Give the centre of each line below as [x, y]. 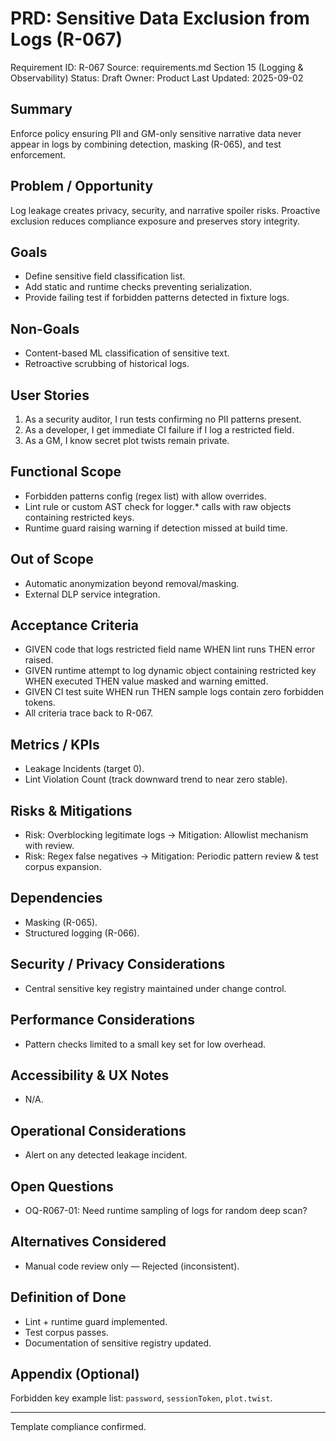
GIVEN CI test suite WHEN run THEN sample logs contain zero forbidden [174, 692]
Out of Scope [52, 559]
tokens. [40, 703]
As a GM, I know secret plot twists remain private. [127, 440]
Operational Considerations [98, 1130]
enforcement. [38, 154]
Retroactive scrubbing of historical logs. [107, 364]
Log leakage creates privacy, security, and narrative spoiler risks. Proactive [165, 210]
